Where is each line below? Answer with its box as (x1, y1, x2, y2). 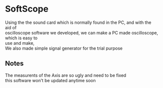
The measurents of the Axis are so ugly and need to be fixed (5, 72, 127, 78)
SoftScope (5, 3, 49, 15)
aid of (5, 24, 17, 30)
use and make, (5, 40, 35, 46)
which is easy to (5, 35, 38, 41)
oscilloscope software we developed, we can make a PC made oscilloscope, (5, 30, 158, 35)
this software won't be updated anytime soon (5, 77, 96, 83)
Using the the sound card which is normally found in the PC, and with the (5, 19, 152, 25)
